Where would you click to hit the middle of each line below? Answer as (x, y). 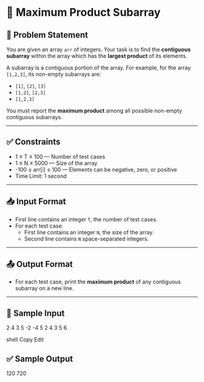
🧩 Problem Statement (47, 35)
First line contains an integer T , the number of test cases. (86, 219)
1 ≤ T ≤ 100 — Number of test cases (60, 156)
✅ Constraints (33, 142)
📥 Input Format (36, 202)
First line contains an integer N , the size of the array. (89, 232)
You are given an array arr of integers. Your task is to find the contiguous (99, 49)
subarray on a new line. (44, 288)
